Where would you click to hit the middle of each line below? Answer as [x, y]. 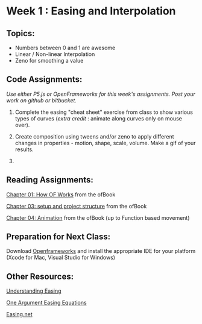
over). [22, 125]
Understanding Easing [34, 291]
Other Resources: [40, 276]
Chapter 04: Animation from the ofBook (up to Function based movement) [98, 217]
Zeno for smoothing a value [49, 61]
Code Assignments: [44, 79]
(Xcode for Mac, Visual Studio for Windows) [61, 258]
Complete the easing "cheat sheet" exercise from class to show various [104, 112]
